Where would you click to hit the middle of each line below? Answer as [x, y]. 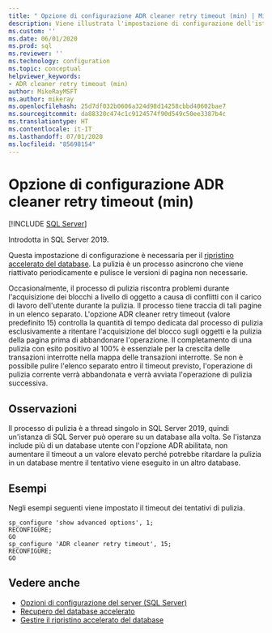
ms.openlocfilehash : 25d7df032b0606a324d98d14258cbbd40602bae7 [117, 106]
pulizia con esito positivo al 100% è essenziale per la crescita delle [119, 349]
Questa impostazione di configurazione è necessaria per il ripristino [121, 256]
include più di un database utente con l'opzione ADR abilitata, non [118, 446]
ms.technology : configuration [59, 62]
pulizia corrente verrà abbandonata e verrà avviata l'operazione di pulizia [130, 375]
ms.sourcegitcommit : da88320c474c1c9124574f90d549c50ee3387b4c [117, 114]
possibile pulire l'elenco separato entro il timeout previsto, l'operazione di [131, 366]
